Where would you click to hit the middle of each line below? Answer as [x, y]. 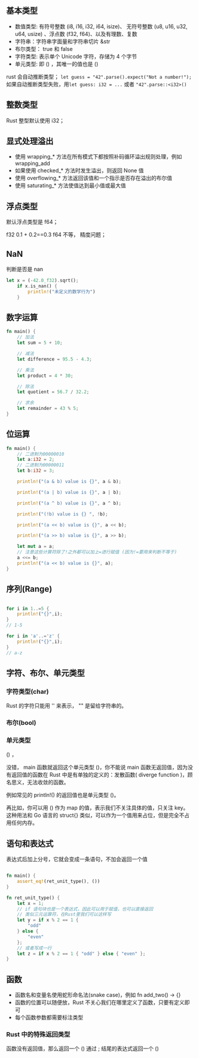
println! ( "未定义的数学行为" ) [62, 292]
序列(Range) [29, 589]
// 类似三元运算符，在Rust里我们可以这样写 [64, 915]
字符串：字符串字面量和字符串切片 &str [62, 41]
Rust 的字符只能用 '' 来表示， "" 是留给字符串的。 [67, 706]
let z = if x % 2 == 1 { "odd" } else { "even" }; [81, 954]
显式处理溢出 [30, 141]
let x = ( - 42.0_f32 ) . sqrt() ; [42, 281]
